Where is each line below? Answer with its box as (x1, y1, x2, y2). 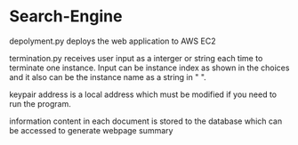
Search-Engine (9, 6, 123, 27)
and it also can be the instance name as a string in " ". (9, 71, 206, 82)
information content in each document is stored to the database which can (9, 116, 283, 126)
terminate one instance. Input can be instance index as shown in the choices (9, 62, 290, 73)
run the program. (9, 98, 71, 109)
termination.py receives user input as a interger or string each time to (9, 52, 263, 63)
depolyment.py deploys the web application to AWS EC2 (9, 36, 216, 46)
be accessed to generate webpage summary (9, 125, 173, 135)
